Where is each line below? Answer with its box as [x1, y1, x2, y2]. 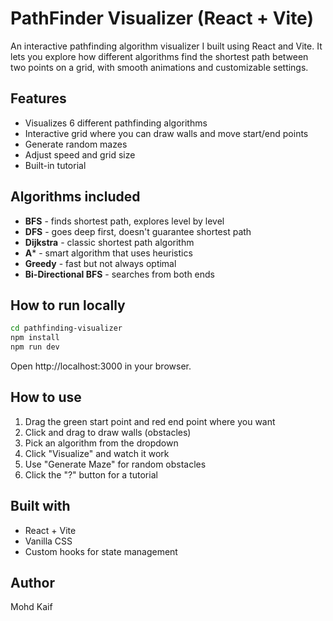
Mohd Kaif [10, 601, 53, 613]
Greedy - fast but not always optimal [24, 257, 177, 269]
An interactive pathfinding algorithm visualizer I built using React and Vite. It [10, 40, 323, 52]
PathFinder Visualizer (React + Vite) [10, 7, 314, 30]
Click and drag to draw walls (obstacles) [24, 426, 192, 438]
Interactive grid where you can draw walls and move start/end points [24, 127, 309, 139]
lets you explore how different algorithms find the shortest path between [10, 50, 309, 62]
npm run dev [10, 342, 60, 352]
